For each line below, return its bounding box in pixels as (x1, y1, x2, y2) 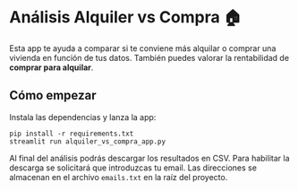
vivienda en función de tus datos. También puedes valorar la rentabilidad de (9, 52, 289, 63)
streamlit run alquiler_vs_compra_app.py (9, 136, 166, 146)
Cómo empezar (9, 88, 97, 103)
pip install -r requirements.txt (9, 129, 134, 138)
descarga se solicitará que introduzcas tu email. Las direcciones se (9, 162, 258, 173)
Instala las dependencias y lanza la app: (9, 111, 157, 122)
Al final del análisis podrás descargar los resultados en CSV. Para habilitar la (9, 152, 290, 163)
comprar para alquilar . (9, 62, 94, 73)
